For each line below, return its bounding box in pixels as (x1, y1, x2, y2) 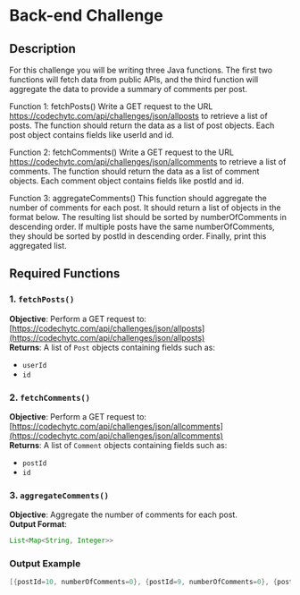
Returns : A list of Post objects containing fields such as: (9, 342, 216, 353)
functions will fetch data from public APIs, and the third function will (9, 74, 259, 85)
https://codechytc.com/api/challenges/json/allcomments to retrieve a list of (9, 157, 287, 166)
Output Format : (9, 519, 67, 530)
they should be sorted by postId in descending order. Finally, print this (9, 231, 267, 242)
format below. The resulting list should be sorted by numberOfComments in (9, 212, 287, 222)
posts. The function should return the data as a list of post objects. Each (9, 120, 275, 131)
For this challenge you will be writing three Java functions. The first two (9, 64, 273, 75)
